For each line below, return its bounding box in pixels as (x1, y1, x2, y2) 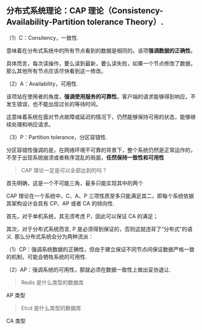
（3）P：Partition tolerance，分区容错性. (6, 133, 108, 140)
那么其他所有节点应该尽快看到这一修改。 (6, 67, 106, 74)
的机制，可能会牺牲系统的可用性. (6, 253, 87, 260)
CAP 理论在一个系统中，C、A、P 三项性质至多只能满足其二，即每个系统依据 (6, 192, 194, 199)
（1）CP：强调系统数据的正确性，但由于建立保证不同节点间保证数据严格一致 (6, 246, 195, 253)
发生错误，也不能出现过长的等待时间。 (6, 100, 101, 107)
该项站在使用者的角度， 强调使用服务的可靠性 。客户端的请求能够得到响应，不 (6, 93, 196, 100)
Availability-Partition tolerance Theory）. (6, 17, 164, 27)
